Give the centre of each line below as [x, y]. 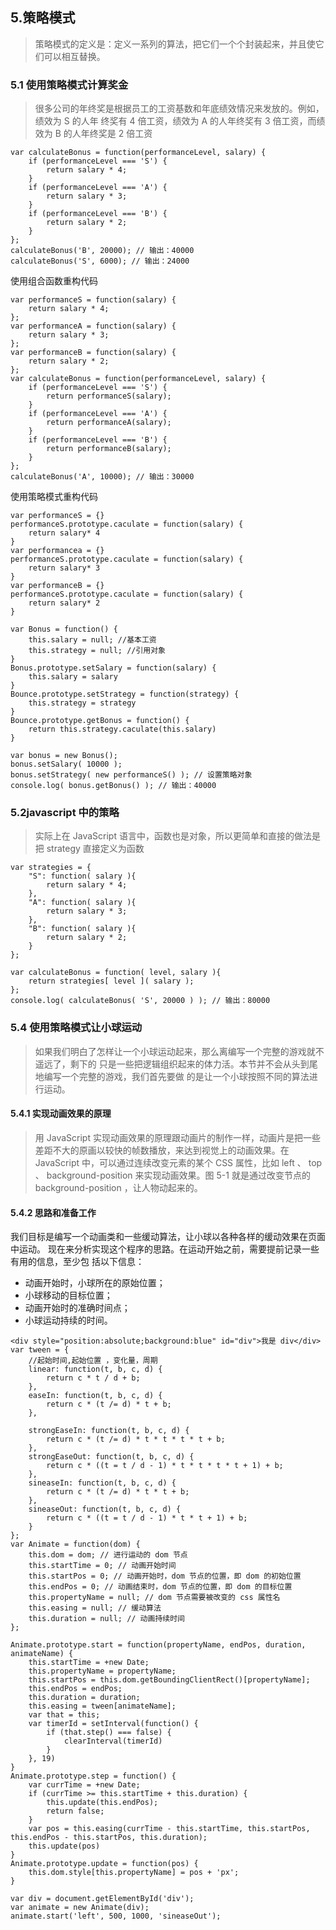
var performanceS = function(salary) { [93, 300]
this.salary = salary [73, 677]
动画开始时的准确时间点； [77, 1308]
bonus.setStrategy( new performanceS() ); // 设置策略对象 [131, 775]
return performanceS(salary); [109, 396]
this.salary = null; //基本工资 [92, 640]
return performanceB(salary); [109, 449]
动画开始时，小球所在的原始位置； [95, 1283]
